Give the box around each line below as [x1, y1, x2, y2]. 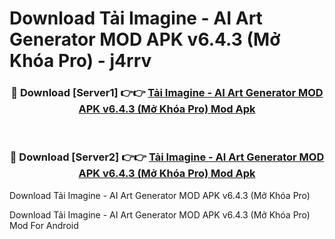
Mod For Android [9, 219, 79, 231]
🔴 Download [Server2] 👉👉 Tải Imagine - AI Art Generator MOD [9, 150, 325, 164]
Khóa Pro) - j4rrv [9, 50, 152, 72]
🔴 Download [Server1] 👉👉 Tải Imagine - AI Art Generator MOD [10, 86, 324, 100]
